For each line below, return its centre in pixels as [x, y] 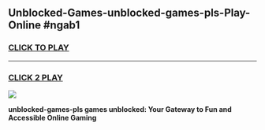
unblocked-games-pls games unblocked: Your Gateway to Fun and [120, 109]
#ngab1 [62, 26]
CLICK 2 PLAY [35, 77]
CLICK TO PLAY [39, 48]
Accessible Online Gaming [52, 117]
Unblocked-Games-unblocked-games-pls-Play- [129, 13]
